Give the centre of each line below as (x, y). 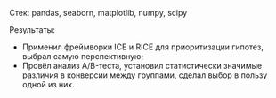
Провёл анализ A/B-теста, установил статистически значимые (142, 66)
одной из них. (48, 84)
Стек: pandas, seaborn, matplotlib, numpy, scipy (98, 13)
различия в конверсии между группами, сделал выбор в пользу (145, 75)
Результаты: (32, 30)
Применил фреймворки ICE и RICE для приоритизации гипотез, (143, 47)
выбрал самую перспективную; (83, 56)
